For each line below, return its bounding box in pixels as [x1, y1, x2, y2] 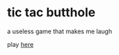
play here [7, 40, 34, 48]
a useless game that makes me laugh [7, 27, 112, 35]
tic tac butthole [7, 5, 96, 20]
